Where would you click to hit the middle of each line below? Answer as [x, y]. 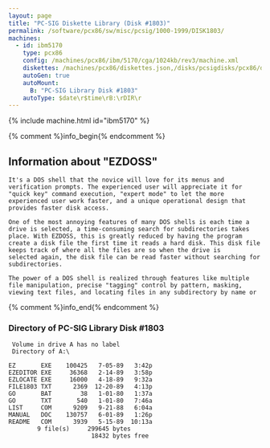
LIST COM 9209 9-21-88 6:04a [80, 408]
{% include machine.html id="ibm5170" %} [79, 120]
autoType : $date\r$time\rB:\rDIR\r [82, 98]
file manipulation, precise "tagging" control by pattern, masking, [125, 286]
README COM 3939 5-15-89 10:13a [80, 422]
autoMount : [41, 83]
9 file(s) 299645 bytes [84, 429]
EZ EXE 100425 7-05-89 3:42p [80, 366]
